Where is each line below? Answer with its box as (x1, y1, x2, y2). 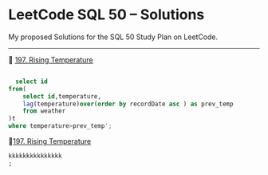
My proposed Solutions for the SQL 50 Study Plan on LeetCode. (8, 32, 219, 42)
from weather (22, 107, 66, 115)
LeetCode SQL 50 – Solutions (8, 6, 205, 24)
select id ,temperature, (22, 92, 102, 101)
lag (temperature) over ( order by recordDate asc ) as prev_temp (22, 100, 234, 108)
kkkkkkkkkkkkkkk (8, 152, 62, 161)
